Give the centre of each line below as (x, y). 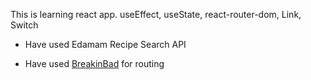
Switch (24, 25)
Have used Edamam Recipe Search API (105, 44)
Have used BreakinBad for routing (94, 63)
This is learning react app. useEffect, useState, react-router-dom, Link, (156, 14)
